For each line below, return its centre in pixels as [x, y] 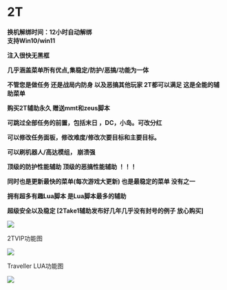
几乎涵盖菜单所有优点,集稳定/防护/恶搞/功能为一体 [78, 70]
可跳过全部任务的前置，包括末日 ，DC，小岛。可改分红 [85, 122]
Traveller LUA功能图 [35, 266]
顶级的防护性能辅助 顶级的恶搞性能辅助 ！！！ [72, 166]
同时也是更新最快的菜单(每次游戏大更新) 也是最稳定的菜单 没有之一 [101, 181]
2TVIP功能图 [25, 238]
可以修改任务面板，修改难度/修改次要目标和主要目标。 [84, 137]
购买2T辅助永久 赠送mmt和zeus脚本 [58, 108]
